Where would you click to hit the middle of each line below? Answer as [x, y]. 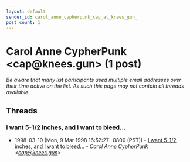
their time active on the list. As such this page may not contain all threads [95, 86]
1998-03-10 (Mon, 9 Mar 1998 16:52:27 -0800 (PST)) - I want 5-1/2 [96, 140]
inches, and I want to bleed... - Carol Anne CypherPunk [81, 146]
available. [18, 92]
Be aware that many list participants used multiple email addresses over [94, 80]
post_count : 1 [23, 22]
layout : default [26, 11]
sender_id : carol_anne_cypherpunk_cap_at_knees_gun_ [72, 17]
